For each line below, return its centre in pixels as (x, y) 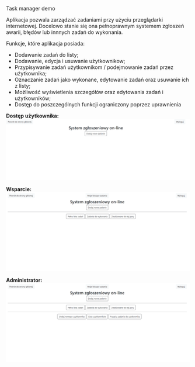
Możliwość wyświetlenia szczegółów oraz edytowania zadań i (89, 92)
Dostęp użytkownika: (33, 116)
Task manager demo (31, 8)
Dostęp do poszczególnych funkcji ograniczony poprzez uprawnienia (98, 104)
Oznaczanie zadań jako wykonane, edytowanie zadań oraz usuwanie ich (102, 79)
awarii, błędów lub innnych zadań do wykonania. (65, 32)
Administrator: (24, 281)
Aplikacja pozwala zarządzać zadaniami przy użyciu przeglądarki (85, 20)
